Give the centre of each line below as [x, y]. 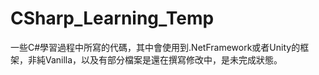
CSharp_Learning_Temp [112, 18]
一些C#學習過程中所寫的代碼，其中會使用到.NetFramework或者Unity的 [155, 47]
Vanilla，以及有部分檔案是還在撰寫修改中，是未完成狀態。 [163, 59]
